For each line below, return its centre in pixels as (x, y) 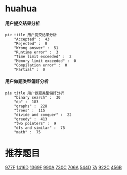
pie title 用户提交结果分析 (31, 35)
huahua (21, 9)
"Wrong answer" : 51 (36, 48)
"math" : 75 (27, 132)
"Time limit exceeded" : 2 (43, 57)
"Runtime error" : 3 (36, 53)
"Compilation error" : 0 (41, 65)
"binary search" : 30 (37, 97)
